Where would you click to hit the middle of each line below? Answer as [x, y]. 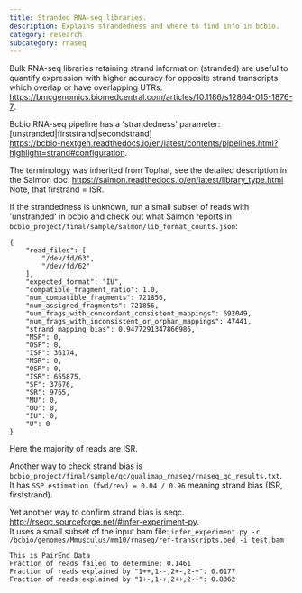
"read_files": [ [56, 251]
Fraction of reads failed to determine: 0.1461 [101, 564]
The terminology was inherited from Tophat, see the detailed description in [148, 170]
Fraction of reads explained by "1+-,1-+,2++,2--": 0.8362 [123, 579]
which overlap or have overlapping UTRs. [86, 87]
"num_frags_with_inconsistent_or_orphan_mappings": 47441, [139, 322]
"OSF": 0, [44, 345]
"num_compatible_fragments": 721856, [96, 298]
